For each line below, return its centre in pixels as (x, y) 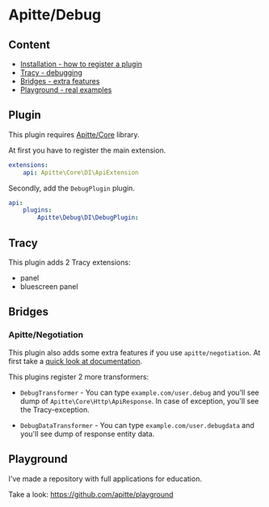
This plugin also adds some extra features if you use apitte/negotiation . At (134, 352)
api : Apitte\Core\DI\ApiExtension (81, 172)
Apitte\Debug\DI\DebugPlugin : (88, 218)
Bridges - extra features (60, 81)
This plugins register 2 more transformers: (79, 376)
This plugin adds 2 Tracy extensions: (69, 262)
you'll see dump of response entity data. (87, 434)
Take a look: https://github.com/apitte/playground (91, 494)
